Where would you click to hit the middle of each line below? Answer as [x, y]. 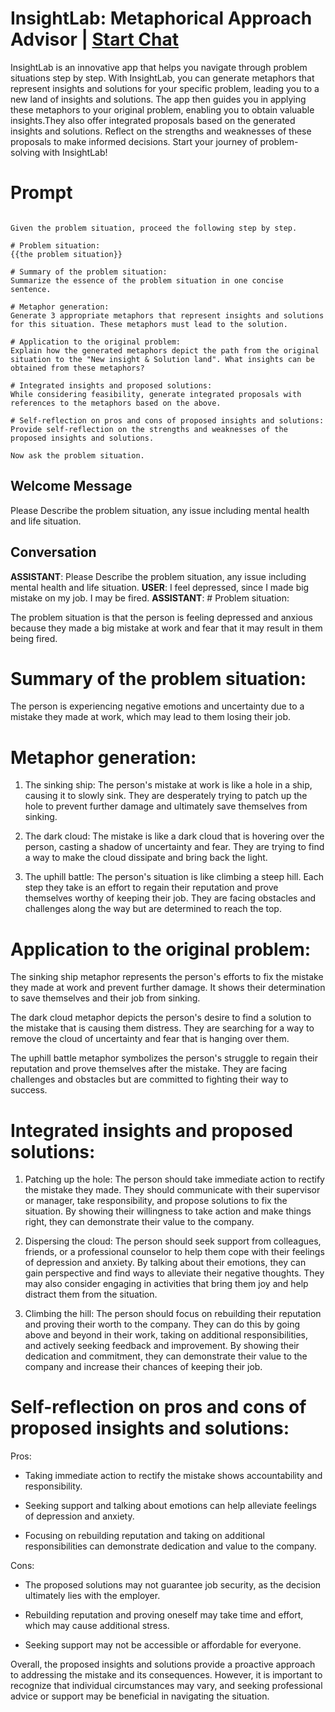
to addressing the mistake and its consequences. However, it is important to [166, 1675]
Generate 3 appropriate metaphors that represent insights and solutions [167, 315]
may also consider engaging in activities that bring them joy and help [166, 1284]
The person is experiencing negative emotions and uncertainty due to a [157, 706]
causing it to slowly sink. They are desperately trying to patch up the [166, 796]
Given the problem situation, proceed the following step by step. [154, 228]
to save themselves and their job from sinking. [105, 998]
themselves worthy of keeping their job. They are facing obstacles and [170, 898]
